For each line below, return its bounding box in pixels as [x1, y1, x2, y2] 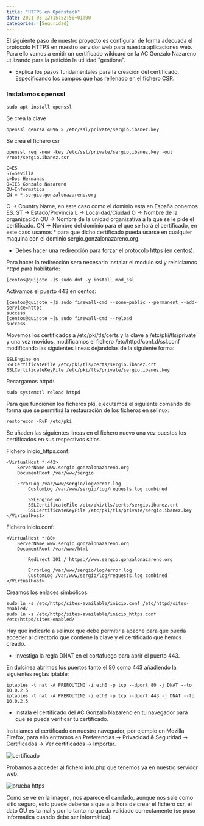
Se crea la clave [6, 114, 47, 122]
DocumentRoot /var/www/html [17, 546, 88, 552]
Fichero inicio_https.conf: [6, 447, 70, 455]
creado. [6, 640, 26, 647]
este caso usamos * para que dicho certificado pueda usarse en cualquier [6, 228, 192, 236]
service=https [6, 305, 43, 311]
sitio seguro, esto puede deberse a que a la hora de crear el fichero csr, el [6, 800, 192, 808]
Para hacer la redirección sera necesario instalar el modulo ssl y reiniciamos [6, 258, 197, 266]
